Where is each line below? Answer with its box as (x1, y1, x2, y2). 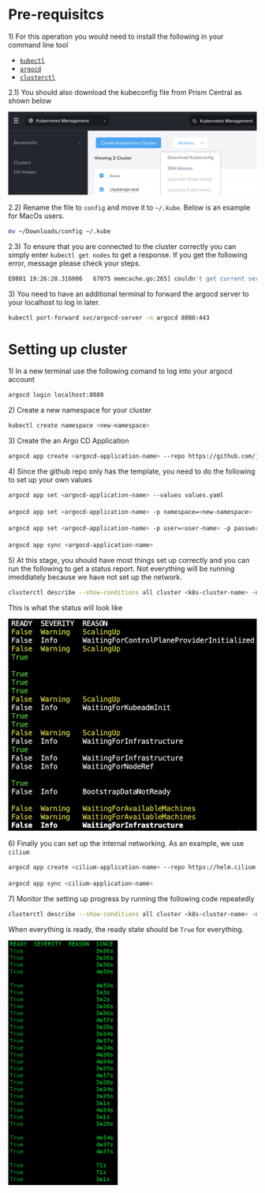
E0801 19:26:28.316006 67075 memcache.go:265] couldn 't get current (8, 274, 245, 282)
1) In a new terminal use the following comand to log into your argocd (8, 366, 233, 376)
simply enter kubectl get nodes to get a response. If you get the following (8, 250, 248, 259)
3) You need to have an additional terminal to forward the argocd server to (8, 289, 250, 298)
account (8, 375, 35, 384)
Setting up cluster (8, 340, 128, 358)
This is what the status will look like (8, 602, 123, 612)
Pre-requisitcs (8, 6, 105, 24)
